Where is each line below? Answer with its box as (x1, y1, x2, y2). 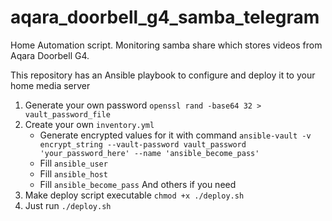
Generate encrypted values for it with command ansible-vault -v (39, 129, 312, 141)
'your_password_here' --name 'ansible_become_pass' (39, 148, 260, 158)
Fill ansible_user (39, 157, 108, 169)
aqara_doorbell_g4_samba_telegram (10, 6, 320, 29)
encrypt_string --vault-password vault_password (39, 139, 247, 150)
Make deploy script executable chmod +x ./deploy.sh (24, 189, 245, 201)
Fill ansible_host (39, 167, 108, 180)
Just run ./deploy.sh (24, 199, 112, 211)
